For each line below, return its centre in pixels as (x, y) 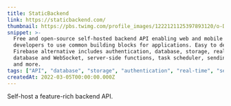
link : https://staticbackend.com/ (57, 20)
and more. (27, 64)
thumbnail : (23, 26)
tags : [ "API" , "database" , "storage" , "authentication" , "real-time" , (110, 70)
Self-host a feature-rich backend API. (60, 96)
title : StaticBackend (38, 13)
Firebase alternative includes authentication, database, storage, (112, 52)
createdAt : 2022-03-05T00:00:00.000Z (61, 77)
